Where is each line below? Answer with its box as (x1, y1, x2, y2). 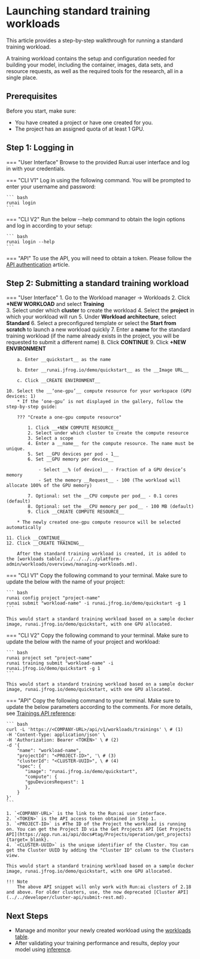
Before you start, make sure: (6, 107, 77, 115)
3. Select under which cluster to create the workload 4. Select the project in (6, 307, 195, 314)
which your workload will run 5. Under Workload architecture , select (6, 313, 177, 320)
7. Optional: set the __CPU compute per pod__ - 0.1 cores (28, 493, 178, 499)
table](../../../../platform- (46, 556, 122, 562)
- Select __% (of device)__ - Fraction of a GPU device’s (38, 467, 186, 473)
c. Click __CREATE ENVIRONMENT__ (17, 378, 101, 384)
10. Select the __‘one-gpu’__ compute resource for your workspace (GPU (6, 388, 192, 394)
